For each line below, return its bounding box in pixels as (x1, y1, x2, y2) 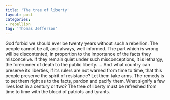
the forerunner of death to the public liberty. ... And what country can (5, 62, 150, 68)
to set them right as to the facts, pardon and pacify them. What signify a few (5, 78, 165, 84)
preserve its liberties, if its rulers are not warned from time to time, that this (5, 67, 162, 74)
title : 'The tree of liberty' (5, 7, 70, 13)
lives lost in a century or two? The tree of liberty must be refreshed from (5, 83, 157, 89)
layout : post (5, 12, 33, 17)
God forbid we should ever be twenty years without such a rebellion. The (5, 40, 158, 46)
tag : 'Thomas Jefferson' (5, 26, 58, 31)
